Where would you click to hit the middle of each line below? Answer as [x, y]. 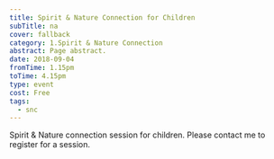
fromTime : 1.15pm [42, 68]
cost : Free [30, 93]
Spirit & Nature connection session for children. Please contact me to [137, 135]
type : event [32, 84]
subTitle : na [34, 26]
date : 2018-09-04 [42, 59]
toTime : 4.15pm [38, 76]
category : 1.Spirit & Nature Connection [87, 43]
